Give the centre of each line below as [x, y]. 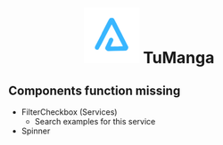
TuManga [179, 58]
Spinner [36, 131]
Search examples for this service [95, 121]
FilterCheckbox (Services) [69, 112]
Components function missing [95, 90]
